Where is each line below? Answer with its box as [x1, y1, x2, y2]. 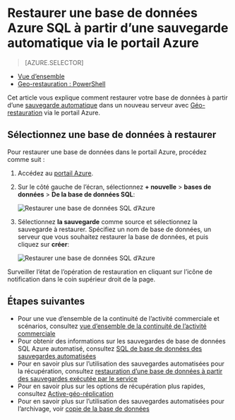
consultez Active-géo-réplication [17, 389, 114, 397]
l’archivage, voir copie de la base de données [17, 404, 150, 413]
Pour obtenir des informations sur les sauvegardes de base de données [17, 337, 226, 345]
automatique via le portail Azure [7, 35, 200, 51]
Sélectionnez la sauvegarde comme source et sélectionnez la [17, 217, 198, 226]
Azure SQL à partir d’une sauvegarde [7, 20, 229, 36]
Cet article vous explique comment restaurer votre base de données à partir [7, 93, 228, 102]
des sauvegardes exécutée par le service [17, 374, 138, 383]
